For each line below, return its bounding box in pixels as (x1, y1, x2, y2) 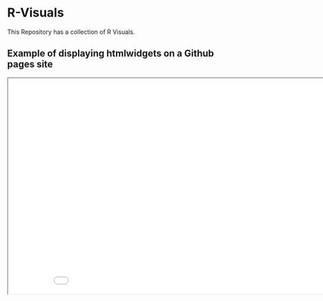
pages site (7, 59, 53, 70)
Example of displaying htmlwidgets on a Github (7, 48, 215, 59)
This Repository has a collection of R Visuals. (7, 28, 135, 36)
